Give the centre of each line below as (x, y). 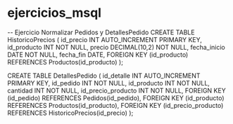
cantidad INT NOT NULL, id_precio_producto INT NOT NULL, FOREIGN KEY (117, 90)
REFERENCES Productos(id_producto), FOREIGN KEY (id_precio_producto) (115, 105)
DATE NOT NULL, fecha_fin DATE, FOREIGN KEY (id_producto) (98, 55)
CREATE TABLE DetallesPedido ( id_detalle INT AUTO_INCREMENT (104, 76)
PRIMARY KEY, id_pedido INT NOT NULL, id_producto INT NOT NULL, (108, 83)
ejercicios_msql (55, 13)
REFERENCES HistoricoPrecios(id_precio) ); (70, 113)
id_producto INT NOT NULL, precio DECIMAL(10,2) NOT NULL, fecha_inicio (116, 47)
